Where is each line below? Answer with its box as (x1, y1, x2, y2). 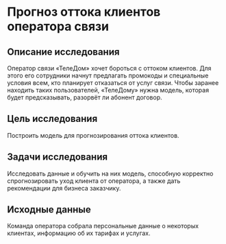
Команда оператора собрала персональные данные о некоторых (7, 222, 199, 230)
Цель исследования (7, 113, 98, 125)
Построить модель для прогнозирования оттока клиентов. (7, 131, 179, 139)
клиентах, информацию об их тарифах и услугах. (7, 229, 151, 237)
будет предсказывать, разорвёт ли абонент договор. (7, 93, 162, 101)
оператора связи (7, 19, 110, 34)
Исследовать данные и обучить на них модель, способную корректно (7, 169, 214, 178)
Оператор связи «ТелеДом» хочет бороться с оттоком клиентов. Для (7, 64, 212, 72)
